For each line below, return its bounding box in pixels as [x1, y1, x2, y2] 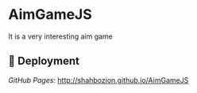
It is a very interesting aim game [8, 32, 113, 41]
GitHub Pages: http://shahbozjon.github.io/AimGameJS [8, 75, 189, 84]
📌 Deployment [8, 54, 79, 68]
